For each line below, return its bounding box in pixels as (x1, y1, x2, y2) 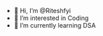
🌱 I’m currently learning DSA (13, 21, 96, 29)
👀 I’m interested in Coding (13, 14, 89, 22)
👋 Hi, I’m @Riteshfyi (13, 7, 71, 15)
